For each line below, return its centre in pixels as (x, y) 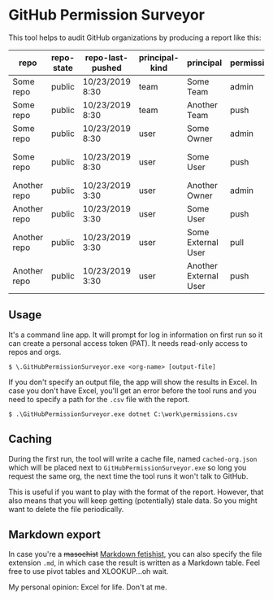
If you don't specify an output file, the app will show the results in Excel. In (133, 382)
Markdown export (55, 534)
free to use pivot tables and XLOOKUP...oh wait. (89, 572)
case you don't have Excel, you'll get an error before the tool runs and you (132, 390)
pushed (107, 68)
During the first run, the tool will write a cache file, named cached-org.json (133, 458)
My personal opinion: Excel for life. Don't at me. (88, 587)
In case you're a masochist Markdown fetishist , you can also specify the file (135, 554)
